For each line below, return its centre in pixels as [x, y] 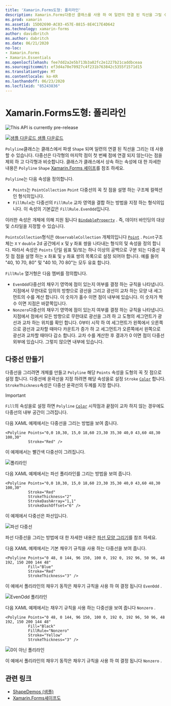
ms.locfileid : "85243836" [33, 86]
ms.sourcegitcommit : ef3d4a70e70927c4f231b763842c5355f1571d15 [74, 67]
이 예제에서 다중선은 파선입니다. [37, 516]
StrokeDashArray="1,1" [52, 501]
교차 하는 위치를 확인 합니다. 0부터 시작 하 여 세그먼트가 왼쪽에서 [86, 322]
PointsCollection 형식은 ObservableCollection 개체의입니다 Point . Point [80, 237]
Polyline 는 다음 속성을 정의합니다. [39, 179]
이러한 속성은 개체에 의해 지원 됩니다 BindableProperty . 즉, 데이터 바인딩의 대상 [85, 220]
